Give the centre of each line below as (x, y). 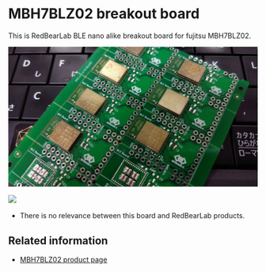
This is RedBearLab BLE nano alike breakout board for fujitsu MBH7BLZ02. (130, 36)
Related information (58, 241)
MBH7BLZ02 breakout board (104, 14)
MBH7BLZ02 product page (63, 260)
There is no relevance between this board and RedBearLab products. (132, 216)
